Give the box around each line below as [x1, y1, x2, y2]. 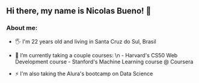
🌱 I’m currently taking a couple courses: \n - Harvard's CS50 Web [14, 51, 178, 59]
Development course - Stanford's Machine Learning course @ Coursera [14, 58, 194, 65]
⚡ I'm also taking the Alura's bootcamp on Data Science [14, 70, 153, 77]
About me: [6, 24, 38, 32]
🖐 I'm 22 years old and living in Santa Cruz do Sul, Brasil [14, 38, 156, 45]
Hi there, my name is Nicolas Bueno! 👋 [6, 6, 152, 16]
